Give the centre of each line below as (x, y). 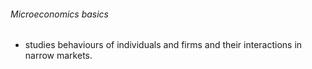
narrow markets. (58, 56)
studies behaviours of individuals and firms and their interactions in (163, 45)
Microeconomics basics (59, 14)
